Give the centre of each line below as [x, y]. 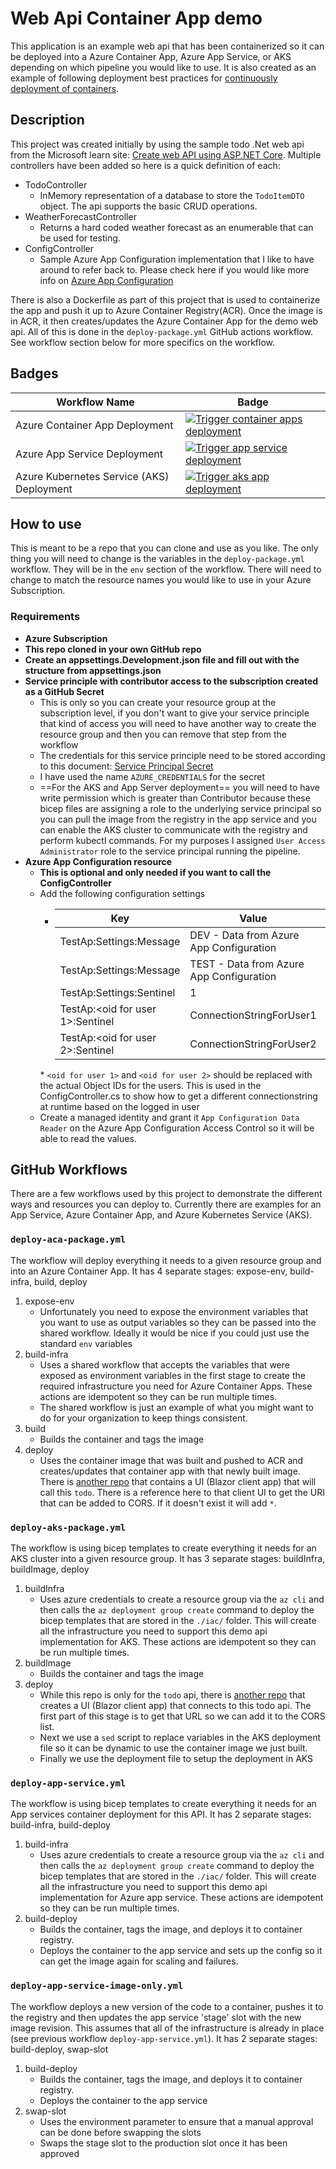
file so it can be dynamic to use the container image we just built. [173, 1748]
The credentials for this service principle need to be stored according [182, 755]
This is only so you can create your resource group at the [158, 702]
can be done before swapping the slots [120, 2132]
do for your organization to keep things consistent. [143, 1418]
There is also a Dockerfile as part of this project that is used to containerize [165, 299]
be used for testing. [80, 238]
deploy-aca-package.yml [68, 1240]
